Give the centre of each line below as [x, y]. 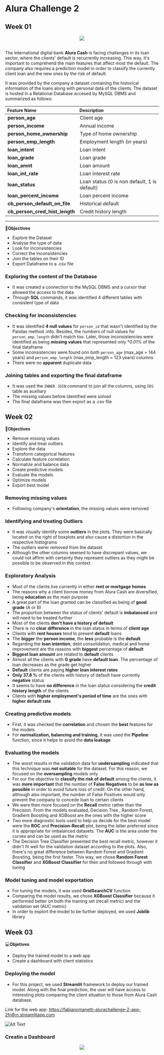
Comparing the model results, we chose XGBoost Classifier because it [83, 896]
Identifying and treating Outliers [44, 521]
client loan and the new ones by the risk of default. [56, 74]
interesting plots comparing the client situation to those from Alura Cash [84, 995]
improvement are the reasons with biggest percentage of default [78, 649]
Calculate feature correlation [41, 459]
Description [92, 110]
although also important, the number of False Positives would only [79, 795]
